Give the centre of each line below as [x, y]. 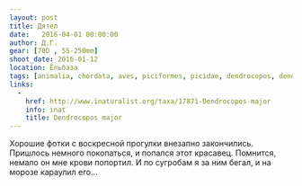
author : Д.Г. [34, 43]
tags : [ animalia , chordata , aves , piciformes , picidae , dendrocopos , [142, 76]
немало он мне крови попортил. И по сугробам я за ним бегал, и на [140, 163]
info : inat [46, 110]
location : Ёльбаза [44, 68]
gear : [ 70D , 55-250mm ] [54, 51]
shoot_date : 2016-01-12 [54, 59]
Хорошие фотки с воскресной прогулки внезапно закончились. [132, 144]
